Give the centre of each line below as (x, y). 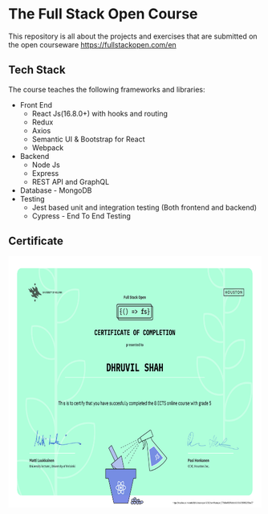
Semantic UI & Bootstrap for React (89, 139)
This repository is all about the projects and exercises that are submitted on (133, 36)
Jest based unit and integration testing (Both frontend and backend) (144, 207)
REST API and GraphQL (71, 182)
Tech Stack (37, 70)
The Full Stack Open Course (103, 14)
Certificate (36, 241)
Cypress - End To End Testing (81, 216)
